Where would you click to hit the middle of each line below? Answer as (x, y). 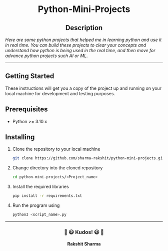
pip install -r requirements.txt (47, 196)
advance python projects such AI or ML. (47, 56)
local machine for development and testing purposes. (60, 93)
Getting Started (30, 76)
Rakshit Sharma (84, 244)
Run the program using (36, 205)
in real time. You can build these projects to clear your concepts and (76, 45)
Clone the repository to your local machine (56, 149)
